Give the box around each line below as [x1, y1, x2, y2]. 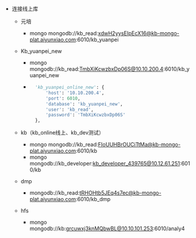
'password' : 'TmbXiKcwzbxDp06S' [45, 112, 126, 118]
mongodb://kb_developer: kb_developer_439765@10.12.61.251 [29, 160, 180, 167]
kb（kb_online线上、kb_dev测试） [20, 129, 105, 136]
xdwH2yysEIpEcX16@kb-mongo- [97, 30, 180, 37]
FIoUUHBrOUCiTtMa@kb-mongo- [97, 141, 181, 148]
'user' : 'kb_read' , [45, 107, 94, 112]
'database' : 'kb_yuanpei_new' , [45, 101, 123, 107]
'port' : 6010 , [45, 95, 81, 101]
